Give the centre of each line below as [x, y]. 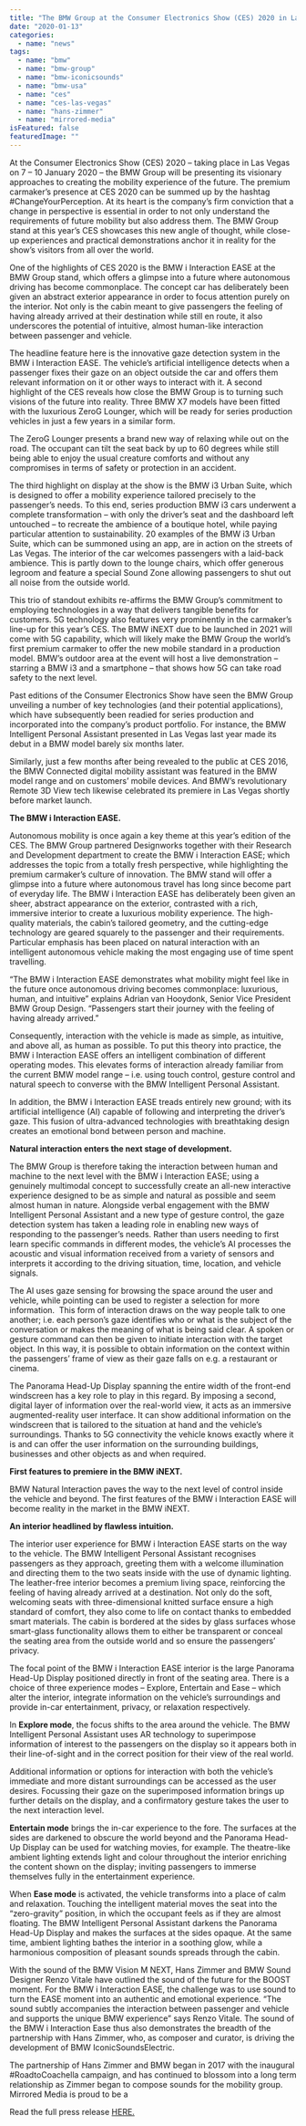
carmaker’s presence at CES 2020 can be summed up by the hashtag [140, 192]
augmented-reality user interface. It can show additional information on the [150, 1414]
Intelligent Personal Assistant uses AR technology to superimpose [133, 1734]
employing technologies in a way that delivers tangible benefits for [134, 610]
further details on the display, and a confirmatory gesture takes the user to [149, 1800]
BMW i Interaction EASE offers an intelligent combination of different [138, 1055]
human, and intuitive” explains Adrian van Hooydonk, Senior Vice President [150, 998]
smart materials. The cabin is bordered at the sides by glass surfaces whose [153, 1621]
